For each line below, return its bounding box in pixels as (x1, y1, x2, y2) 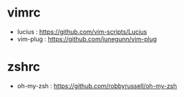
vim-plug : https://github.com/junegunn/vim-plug (17, 34, 157, 43)
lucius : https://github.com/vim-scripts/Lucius (17, 28, 147, 36)
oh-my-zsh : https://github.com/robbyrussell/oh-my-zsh (17, 81, 177, 90)
